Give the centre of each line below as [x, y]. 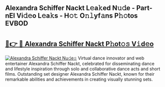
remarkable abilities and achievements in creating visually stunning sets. [79, 79]
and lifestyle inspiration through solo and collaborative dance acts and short [83, 69]
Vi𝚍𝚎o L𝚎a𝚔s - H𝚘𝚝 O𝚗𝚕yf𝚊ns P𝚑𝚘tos [77, 16]
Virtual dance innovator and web [111, 58]
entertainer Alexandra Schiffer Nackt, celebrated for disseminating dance [80, 64]
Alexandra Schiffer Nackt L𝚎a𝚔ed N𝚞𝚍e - [70, 8]
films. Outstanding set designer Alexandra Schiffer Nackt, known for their [80, 74]
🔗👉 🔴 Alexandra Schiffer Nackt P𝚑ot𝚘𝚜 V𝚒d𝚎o [80, 44]
